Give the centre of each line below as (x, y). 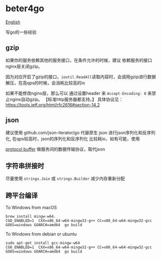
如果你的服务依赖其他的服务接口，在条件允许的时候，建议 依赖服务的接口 (79, 60)
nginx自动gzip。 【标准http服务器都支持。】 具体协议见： (66, 99)
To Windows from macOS (31, 208)
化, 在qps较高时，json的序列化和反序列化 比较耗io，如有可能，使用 (73, 139)
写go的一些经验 (21, 32)
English (13, 22)
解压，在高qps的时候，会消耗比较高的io (45, 83)
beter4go (25, 9)
